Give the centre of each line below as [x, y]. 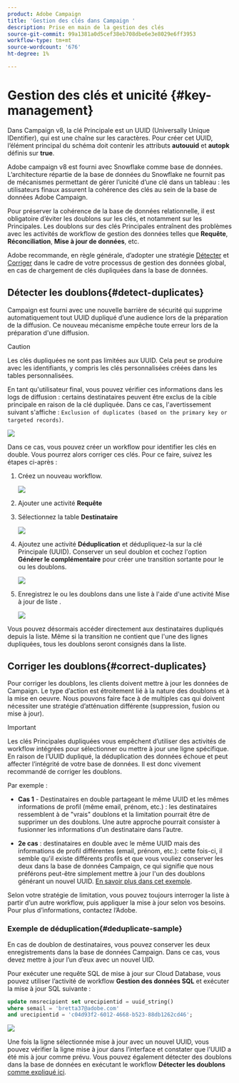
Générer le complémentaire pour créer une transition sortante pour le [121, 559]
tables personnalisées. [41, 375]
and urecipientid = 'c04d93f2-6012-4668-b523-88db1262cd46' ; [100, 1015]
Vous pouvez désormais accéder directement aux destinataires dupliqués [116, 629]
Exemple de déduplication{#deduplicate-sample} [95, 929]
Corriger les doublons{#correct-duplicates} [107, 667]
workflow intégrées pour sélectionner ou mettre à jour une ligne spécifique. [118, 749]
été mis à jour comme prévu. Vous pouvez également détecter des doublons [119, 1057]
